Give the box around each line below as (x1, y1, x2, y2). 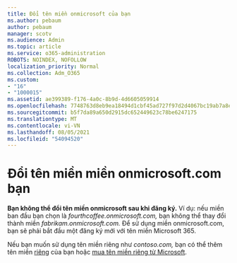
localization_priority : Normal (7, 63, 99, 70)
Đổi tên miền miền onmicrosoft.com (7, 165, 221, 182)
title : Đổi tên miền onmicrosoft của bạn (7, 10, 131, 18)
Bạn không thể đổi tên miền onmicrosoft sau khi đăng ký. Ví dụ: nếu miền (7, 204, 224, 213)
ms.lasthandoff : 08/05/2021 (7, 129, 90, 136)
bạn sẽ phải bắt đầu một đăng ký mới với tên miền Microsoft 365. (7, 227, 196, 235)
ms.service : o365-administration (7, 50, 106, 57)
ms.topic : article (7, 43, 61, 50)
